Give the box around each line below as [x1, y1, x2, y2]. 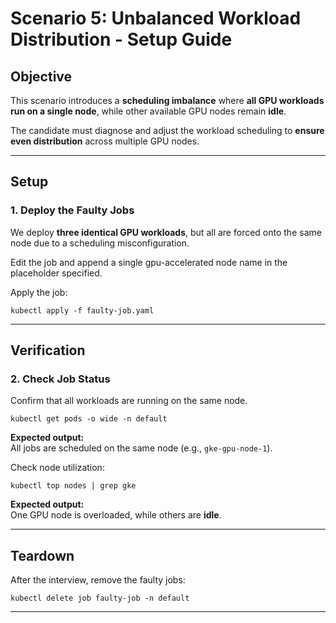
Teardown [10, 547, 75, 564]
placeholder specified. [10, 267, 103, 279]
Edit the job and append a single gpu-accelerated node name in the [10, 256, 288, 268]
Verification [10, 342, 86, 359]
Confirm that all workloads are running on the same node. [10, 395, 248, 407]
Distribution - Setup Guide [10, 28, 233, 51]
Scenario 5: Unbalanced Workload [10, 7, 302, 30]
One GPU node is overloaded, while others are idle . [10, 509, 222, 521]
